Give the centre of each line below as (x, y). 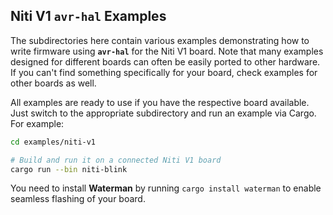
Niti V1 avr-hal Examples (88, 16)
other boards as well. (53, 83)
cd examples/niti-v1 (53, 142)
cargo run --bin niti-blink (69, 169)
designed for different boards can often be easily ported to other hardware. (165, 61)
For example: (37, 123)
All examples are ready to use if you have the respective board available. (160, 102)
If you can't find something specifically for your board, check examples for (164, 72)
